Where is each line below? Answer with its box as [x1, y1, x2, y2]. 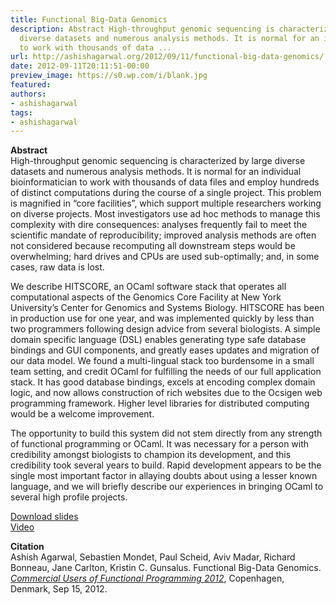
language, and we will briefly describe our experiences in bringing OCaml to [10, 481, 324, 493]
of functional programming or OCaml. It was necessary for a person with [10, 438, 310, 450]
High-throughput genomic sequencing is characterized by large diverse [10, 155, 306, 167]
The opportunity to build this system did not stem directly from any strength [10, 427, 323, 440]
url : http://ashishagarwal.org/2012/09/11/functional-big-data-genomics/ [10, 52, 325, 62]
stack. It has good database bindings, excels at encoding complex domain [10, 376, 316, 388]
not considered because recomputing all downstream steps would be [10, 240, 296, 252]
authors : [10, 89, 47, 99]
